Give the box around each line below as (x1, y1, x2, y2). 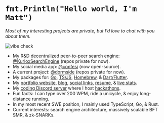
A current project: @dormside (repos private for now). (12, 69, 126, 75)
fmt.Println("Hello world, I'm (5, 4, 137, 14)
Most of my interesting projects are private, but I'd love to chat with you (5, 27, 155, 34)
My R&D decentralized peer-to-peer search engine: (12, 53, 120, 59)
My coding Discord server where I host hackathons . (12, 85, 121, 91)
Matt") (5, 13, 33, 23)
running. (32, 96, 50, 102)
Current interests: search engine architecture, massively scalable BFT (12, 106, 158, 112)
